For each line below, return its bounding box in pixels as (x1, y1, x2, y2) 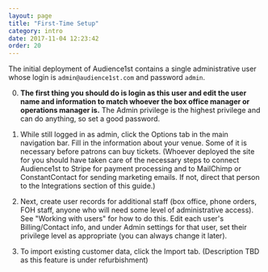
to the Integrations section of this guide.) (19, 181, 156, 190)
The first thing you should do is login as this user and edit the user (19, 88, 247, 98)
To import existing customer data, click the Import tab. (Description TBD (19, 247, 260, 257)
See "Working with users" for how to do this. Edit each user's (19, 214, 224, 224)
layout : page (8, 11, 52, 20)
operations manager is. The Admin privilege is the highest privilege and (19, 106, 261, 115)
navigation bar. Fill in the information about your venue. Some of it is (19, 138, 248, 148)
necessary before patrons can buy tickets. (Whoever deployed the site (19, 147, 255, 157)
